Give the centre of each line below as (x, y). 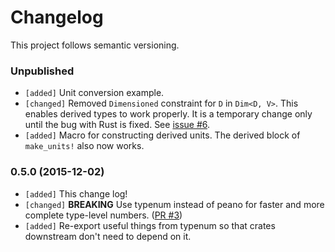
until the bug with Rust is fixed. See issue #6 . (117, 125)
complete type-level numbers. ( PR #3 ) (103, 215)
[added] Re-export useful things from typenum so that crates (150, 225)
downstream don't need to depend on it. (108, 236)
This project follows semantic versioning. (95, 45)
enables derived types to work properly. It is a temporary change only (168, 114)
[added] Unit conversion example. (94, 93)
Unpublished (42, 71)
